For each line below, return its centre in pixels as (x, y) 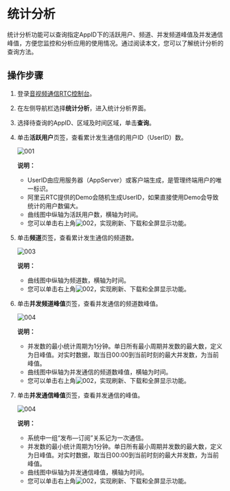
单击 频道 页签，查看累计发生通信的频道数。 (77, 238)
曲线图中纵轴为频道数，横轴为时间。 (79, 280)
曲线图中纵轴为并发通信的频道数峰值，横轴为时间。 (100, 372)
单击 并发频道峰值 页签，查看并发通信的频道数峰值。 (89, 303)
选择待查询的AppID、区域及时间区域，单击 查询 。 (86, 123)
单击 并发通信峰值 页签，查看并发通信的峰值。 (80, 395)
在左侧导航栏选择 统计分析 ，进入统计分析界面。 (83, 108)
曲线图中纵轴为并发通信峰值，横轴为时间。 (88, 472)
